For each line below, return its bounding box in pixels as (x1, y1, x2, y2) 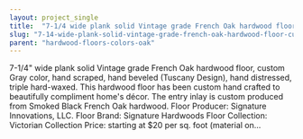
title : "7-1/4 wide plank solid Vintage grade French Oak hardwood (9, 22, 272, 30)
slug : (9, 30, 30, 39)
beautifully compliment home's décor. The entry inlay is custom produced (9, 91, 284, 102)
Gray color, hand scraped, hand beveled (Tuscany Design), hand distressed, (9, 73, 292, 83)
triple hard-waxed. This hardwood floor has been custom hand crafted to (9, 82, 280, 92)
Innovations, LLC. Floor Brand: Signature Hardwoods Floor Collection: (9, 110, 268, 121)
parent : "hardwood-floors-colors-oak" (9, 38, 155, 48)
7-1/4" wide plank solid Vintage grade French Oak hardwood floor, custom (9, 63, 286, 74)
